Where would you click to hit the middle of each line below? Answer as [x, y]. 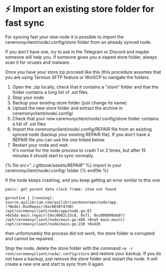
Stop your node [28, 97]
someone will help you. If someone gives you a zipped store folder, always [81, 57]
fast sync [25, 23]
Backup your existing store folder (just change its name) [70, 102]
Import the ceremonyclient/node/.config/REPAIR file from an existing [82, 129]
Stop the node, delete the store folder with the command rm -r [69, 248]
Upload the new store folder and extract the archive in [67, 108]
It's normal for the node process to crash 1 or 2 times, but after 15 [79, 150]
